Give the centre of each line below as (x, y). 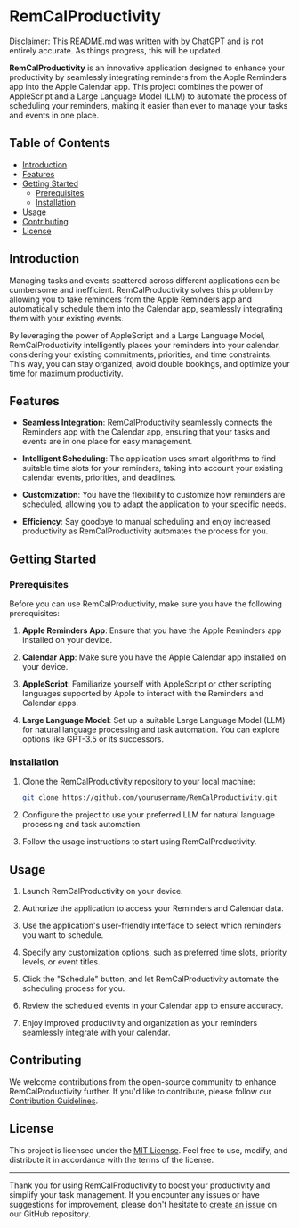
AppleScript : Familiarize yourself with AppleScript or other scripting (147, 684)
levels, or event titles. (61, 962)
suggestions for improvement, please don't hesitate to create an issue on (143, 1204)
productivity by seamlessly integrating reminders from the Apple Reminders (148, 77)
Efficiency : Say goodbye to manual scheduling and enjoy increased (146, 522)
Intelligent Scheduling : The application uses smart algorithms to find (149, 459)
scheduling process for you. (73, 988)
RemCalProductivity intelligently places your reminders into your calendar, (145, 345)
